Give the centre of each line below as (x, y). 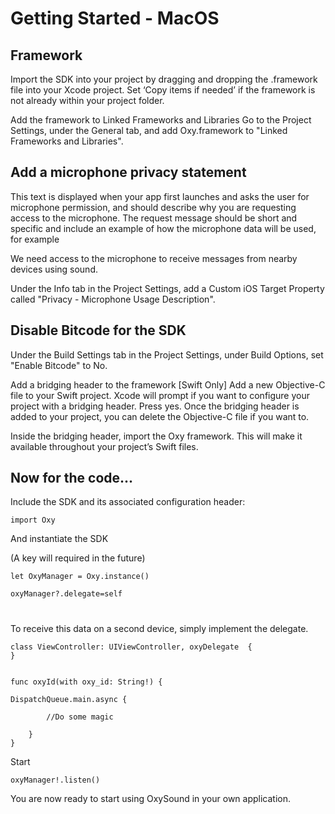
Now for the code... (72, 478)
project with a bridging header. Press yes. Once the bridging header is (155, 406)
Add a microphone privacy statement (128, 172)
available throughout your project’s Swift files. (104, 446)
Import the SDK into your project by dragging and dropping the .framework (164, 79)
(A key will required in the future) (78, 558)
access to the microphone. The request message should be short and (154, 218)
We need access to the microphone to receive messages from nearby (154, 258)
